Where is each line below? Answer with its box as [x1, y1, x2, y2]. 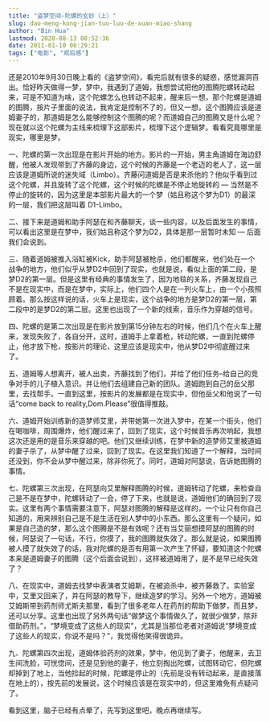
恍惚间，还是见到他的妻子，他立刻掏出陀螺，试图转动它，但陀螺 [50, 658, 262, 667]
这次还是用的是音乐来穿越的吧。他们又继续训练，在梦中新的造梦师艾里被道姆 [8, 436, 262, 445]
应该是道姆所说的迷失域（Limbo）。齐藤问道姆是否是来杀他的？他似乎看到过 [8, 170, 258, 179]
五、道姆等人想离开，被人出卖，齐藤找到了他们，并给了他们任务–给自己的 [8, 369, 252, 378]
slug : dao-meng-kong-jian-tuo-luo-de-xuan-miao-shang [8, 19, 193, 27]
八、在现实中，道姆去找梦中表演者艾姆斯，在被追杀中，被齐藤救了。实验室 [8, 580, 255, 590]
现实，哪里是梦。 [8, 133, 65, 142]
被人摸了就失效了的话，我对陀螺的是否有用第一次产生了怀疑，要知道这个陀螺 [8, 544, 262, 553]
